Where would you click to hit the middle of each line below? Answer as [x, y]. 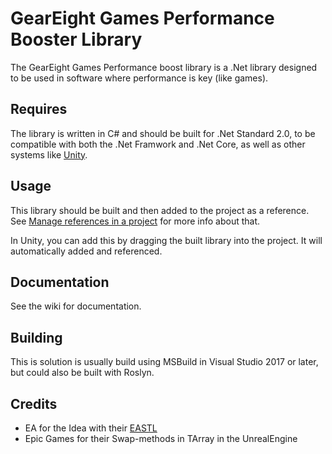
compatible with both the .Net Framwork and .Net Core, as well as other [158, 144]
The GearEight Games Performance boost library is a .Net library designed [164, 67]
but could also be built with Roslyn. [82, 373]
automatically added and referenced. [86, 251]
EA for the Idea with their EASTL [91, 428]
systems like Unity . [49, 154]
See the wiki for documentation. [76, 306]
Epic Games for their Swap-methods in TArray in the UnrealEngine [161, 438]
